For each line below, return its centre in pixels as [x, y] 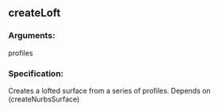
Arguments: [32, 36]
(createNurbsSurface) [44, 99]
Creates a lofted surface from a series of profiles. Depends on [110, 90]
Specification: [36, 73]
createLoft [34, 13]
